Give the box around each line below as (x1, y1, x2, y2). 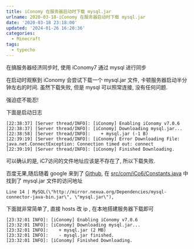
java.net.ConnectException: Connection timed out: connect (6, 141, 154, 147)
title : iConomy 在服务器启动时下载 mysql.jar (6, 8, 112, 15)
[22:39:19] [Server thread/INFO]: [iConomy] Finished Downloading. (6, 146, 175, 152)
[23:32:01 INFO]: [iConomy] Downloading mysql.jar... (6, 222, 141, 228)
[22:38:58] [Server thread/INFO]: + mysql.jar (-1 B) (6, 131, 149, 137)
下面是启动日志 (6, 108, 42, 115)
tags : (6, 42, 19, 48)
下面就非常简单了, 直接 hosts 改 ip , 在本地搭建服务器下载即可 (6, 205, 154, 212)
